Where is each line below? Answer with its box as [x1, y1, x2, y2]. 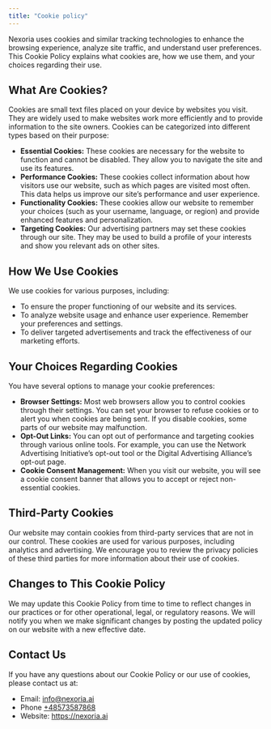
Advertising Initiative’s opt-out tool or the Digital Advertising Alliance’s [19, 449, 252, 458]
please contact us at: [8, 678, 78, 688]
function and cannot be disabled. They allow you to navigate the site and [19, 155, 263, 164]
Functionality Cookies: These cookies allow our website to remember [19, 198, 254, 207]
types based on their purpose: [8, 130, 109, 140]
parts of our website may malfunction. [19, 423, 147, 433]
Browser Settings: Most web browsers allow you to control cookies [19, 397, 246, 407]
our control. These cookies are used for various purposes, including [8, 536, 235, 546]
